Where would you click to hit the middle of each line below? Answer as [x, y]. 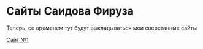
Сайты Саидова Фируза [70, 11]
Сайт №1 [17, 39]
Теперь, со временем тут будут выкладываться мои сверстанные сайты [102, 28]
